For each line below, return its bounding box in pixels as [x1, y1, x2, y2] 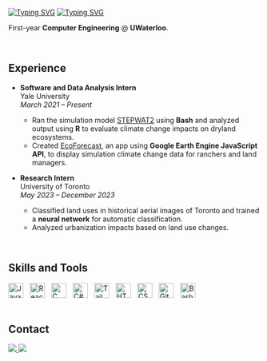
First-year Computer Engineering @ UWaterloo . [8, 23, 169, 32]
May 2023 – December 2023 [19, 190, 115, 200]
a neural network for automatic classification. [31, 214, 183, 224]
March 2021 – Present [19, 100, 93, 109]
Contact [8, 323, 50, 336]
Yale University [19, 91, 70, 101]
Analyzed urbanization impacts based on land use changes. [31, 222, 229, 232]
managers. [31, 157, 68, 167]
